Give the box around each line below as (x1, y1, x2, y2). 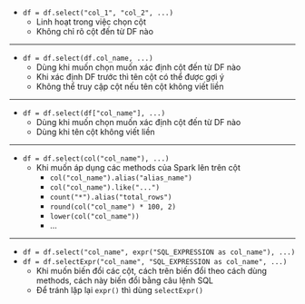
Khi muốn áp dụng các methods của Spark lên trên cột (35, 162, 241, 172)
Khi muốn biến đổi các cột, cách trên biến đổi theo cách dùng (35, 266, 268, 276)
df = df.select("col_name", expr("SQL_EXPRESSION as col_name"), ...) (22, 248, 296, 257)
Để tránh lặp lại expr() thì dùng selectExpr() (35, 285, 204, 295)
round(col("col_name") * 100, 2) (49, 202, 177, 211)
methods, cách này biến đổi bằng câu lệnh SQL (35, 275, 213, 286)
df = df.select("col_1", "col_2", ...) (22, 8, 174, 17)
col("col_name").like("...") (49, 183, 161, 192)
